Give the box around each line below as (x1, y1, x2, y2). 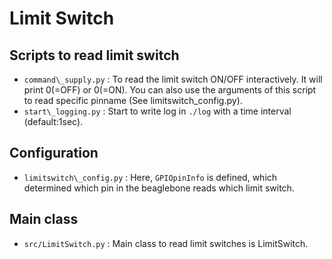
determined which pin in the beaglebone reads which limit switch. (23, 182, 295, 194)
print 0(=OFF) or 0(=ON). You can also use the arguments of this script (23, 84, 317, 96)
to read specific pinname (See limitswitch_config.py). (23, 95, 243, 106)
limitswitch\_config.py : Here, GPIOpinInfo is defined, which (23, 171, 278, 183)
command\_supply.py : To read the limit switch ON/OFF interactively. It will (23, 73, 323, 85)
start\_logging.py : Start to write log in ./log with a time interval (23, 105, 292, 117)
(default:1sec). (23, 116, 84, 127)
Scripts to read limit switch (9, 47, 180, 64)
